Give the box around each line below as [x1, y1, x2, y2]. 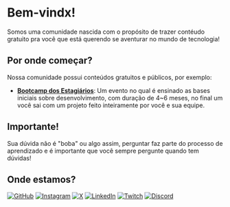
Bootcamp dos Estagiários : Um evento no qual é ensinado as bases [16, 86, 211, 94]
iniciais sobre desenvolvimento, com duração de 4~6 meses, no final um [16, 94, 223, 102]
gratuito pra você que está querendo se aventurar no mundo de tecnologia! [7, 34, 220, 43]
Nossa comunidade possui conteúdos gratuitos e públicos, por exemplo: [7, 73, 212, 81]
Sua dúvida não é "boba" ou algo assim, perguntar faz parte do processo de [7, 139, 223, 147]
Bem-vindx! [7, 5, 76, 21]
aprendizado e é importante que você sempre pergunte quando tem [7, 146, 199, 155]
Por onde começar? [7, 55, 93, 67]
